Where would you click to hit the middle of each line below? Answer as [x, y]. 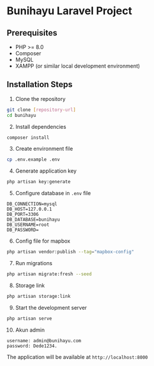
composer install [28, 138]
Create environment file [44, 149]
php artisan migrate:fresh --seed [49, 274]
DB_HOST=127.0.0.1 [29, 209]
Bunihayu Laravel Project [70, 11]
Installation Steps [40, 85]
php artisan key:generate [38, 182]
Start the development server [51, 307]
